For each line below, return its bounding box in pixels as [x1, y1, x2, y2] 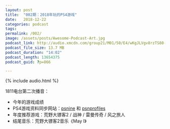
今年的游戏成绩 [12, 99, 44, 105]
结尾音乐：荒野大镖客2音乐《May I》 [12, 118, 87, 124]
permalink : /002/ [5, 31, 42, 36]
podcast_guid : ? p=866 [5, 59, 51, 64]
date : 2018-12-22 [5, 17, 47, 22]
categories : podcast [5, 21, 49, 27]
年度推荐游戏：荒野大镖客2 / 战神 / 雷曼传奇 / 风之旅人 [12, 112, 125, 118]
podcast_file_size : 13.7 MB [5, 45, 65, 50]
